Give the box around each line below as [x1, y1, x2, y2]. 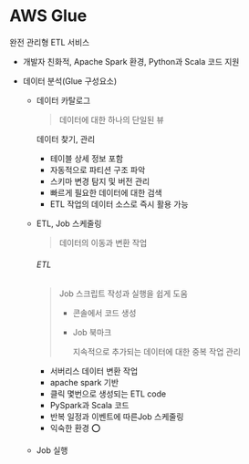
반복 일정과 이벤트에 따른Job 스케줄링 [49, 411, 184, 422]
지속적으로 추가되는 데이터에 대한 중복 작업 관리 [72, 346, 242, 357]
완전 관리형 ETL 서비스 [9, 36, 90, 47]
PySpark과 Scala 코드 [49, 400, 130, 411]
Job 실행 [36, 445, 68, 456]
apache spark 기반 [49, 377, 119, 388]
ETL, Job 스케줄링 [36, 218, 102, 229]
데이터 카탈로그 [36, 95, 91, 106]
